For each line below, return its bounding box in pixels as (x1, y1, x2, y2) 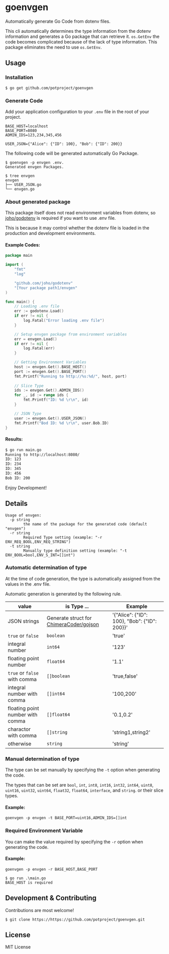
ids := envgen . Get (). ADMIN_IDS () (14, 388, 84, 393)
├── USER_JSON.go (5, 182, 42, 187)
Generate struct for (47, 614, 92, 622)
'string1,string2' (112, 729, 151, 736)
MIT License (5, 944, 31, 950)
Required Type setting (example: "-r (23, 535, 102, 540)
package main (5, 253, 33, 258)
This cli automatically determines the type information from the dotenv (5, 28, 151, 34)
